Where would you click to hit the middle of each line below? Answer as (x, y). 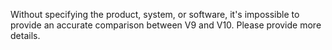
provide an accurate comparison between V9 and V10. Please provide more (166, 25)
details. (25, 35)
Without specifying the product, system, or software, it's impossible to (155, 14)
